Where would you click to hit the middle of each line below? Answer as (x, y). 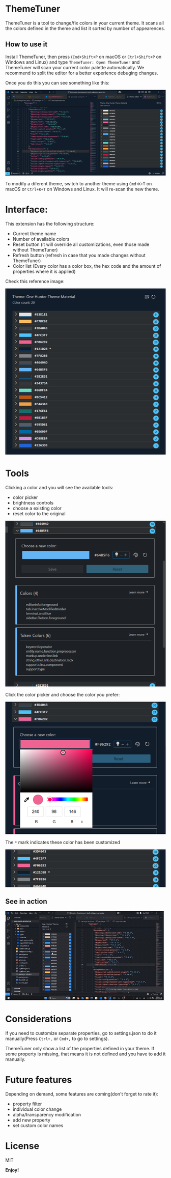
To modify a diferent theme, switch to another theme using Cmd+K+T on (79, 183)
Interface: (27, 210)
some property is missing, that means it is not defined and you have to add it (85, 1054)
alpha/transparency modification (47, 1114)
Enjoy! (12, 1170)
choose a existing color (37, 508)
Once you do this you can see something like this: (57, 82)
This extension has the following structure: (50, 223)
